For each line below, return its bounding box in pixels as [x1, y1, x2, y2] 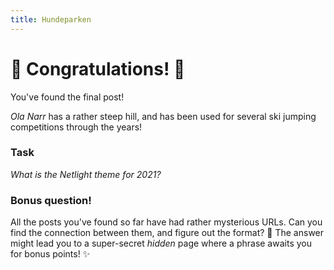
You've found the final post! [10, 91, 125, 103]
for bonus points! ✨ [10, 248, 91, 260]
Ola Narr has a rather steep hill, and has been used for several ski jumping [10, 110, 317, 122]
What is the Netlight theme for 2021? [10, 168, 162, 180]
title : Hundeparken [10, 14, 92, 25]
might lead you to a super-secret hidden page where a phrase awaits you [10, 237, 312, 250]
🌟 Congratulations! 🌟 [10, 57, 186, 80]
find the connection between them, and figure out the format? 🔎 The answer [10, 227, 325, 239]
